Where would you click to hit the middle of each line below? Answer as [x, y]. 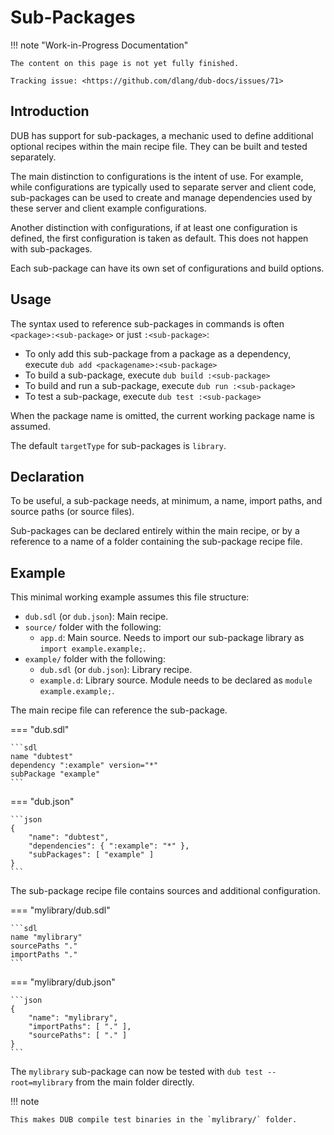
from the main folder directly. [135, 1082]
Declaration [47, 476]
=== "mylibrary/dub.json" [63, 982]
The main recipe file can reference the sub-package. [119, 710]
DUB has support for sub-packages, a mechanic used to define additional [162, 135]
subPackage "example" [55, 774]
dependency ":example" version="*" [84, 766]
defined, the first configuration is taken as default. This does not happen [159, 238]
